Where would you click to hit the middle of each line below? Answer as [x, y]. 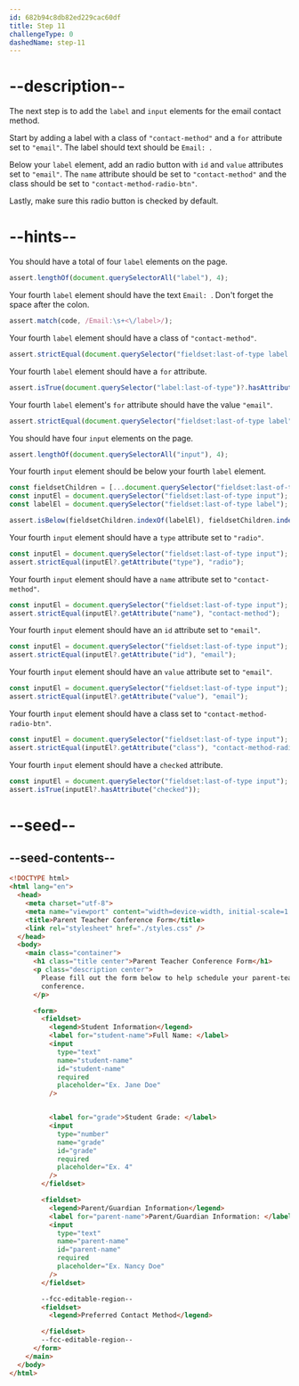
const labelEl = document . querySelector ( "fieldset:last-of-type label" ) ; [149, 505]
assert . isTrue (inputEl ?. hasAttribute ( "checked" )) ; [105, 789]
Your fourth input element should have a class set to [105, 714]
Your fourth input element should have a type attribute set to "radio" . [137, 537]
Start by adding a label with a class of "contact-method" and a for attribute [146, 138]
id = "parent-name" [89, 1250]
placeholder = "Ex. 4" [95, 1167]
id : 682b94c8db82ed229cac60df [65, 17]
